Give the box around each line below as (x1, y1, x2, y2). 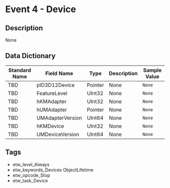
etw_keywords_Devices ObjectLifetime (12, 167, 94, 173)
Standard (8, 67, 31, 74)
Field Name (45, 70, 73, 77)
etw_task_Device (12, 177, 48, 183)
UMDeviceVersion (36, 130, 79, 137)
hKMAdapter (36, 98, 67, 105)
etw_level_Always (12, 161, 50, 167)
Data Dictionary (5, 52, 56, 60)
